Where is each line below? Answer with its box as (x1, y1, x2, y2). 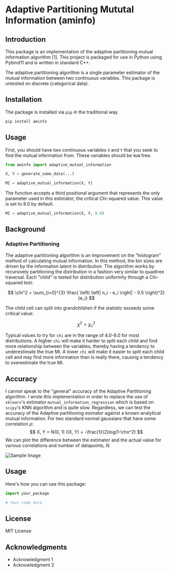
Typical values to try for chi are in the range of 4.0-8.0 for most (5, 332, 140, 339)
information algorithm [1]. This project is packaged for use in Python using (5, 54, 162, 60)
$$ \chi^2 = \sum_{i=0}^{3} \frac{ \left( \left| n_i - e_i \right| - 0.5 (7, 289, 144, 295)
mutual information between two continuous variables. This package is (5, 75, 155, 81)
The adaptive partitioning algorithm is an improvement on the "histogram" (5, 252, 161, 258)
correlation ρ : (5, 420, 34, 427)
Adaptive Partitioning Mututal (5, 4, 135, 15)
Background (5, 225, 45, 234)
